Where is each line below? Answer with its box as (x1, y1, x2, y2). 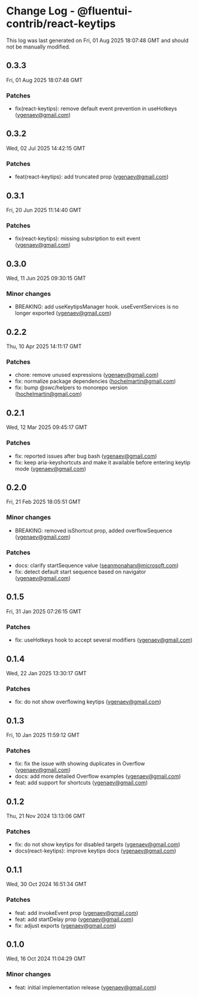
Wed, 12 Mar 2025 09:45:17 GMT (6, 424, 88, 431)
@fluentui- (77, 4, 133, 18)
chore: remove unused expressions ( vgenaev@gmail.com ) (14, 371, 159, 379)
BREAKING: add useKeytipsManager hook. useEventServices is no (14, 303, 179, 310)
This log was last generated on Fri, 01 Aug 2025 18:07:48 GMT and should (6, 37, 188, 44)
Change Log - (6, 4, 75, 18)
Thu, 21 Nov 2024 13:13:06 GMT (6, 812, 86, 820)
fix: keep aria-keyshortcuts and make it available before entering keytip (14, 458, 191, 466)
